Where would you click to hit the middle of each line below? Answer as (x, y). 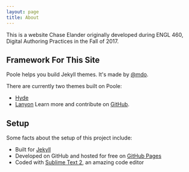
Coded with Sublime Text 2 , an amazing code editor (79, 162)
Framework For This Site (53, 60)
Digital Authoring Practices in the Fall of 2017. (62, 41)
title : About (23, 18)
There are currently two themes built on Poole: (64, 86)
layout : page (23, 12)
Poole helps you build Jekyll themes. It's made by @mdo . (78, 75)
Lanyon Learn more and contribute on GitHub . (72, 104)
